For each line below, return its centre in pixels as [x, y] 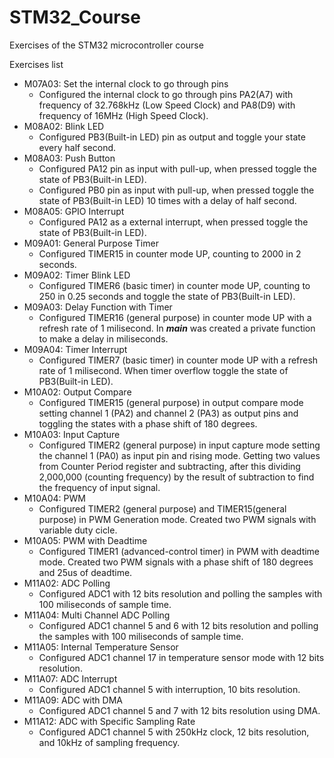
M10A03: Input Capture [72, 434]
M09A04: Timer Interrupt [75, 349]
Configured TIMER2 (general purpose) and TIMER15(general [162, 508]
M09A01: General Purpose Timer [91, 243]
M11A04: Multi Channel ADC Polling [97, 615]
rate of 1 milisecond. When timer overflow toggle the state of [163, 370]
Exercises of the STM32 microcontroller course [106, 45]
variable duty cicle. [78, 530]
